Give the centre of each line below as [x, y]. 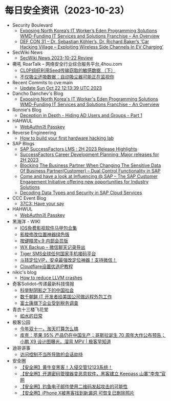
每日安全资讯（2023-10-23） [67, 11]
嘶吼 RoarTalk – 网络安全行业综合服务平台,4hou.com [67, 64]
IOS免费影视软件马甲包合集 [48, 228]
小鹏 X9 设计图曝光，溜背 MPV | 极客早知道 [65, 341]
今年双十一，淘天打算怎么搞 [49, 329]
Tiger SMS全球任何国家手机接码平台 [58, 253]
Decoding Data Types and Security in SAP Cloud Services [81, 193]
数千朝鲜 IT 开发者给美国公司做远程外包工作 [66, 296]
